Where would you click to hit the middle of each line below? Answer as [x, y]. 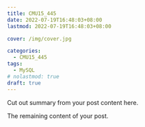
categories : [24, 51]
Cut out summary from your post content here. [73, 102]
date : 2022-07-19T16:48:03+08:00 [55, 20]
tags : [15, 64]
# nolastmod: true [33, 76]
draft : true [24, 83]
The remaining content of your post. [58, 116]
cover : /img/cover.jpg [39, 38]
